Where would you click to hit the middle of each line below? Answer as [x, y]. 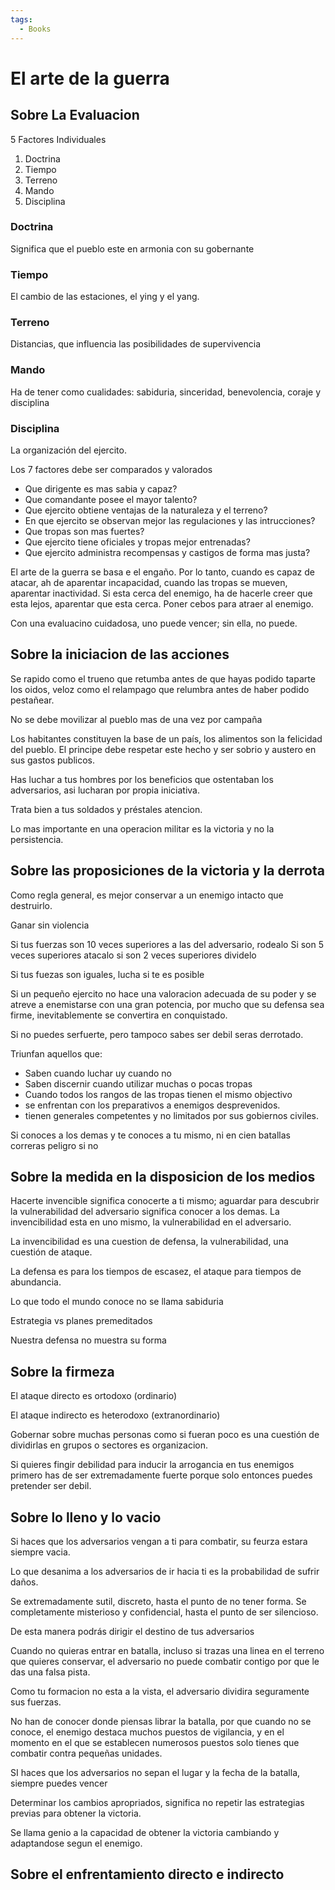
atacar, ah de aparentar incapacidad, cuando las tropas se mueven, [149, 582]
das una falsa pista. [50, 1672]
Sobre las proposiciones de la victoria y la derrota [167, 871]
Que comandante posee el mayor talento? [111, 499]
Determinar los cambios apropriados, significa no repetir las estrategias [157, 1803]
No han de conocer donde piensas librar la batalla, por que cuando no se [161, 1722]
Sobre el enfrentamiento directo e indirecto [147, 1874]
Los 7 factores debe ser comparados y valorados [111, 469]
